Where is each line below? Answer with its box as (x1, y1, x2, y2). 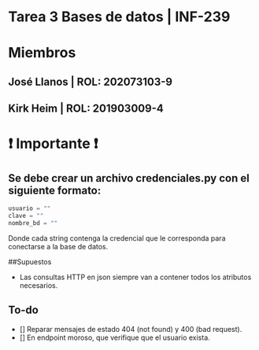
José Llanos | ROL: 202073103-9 (8, 75, 173, 88)
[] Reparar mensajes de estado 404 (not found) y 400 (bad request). (19, 324, 242, 333)
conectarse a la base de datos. (8, 241, 109, 251)
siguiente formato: (8, 183, 102, 197)
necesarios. (19, 280, 58, 290)
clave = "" (8, 212, 44, 220)
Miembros (8, 44, 76, 62)
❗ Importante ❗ (8, 134, 98, 153)
